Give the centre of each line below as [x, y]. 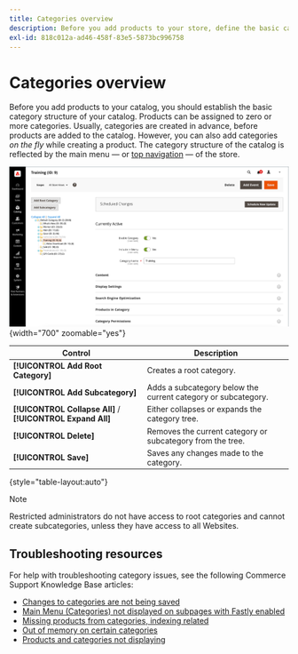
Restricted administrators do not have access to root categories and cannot [147, 516]
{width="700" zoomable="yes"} [68, 333]
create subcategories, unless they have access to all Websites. [124, 526]
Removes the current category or [207, 431]
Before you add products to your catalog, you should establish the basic [141, 108]
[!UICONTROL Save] [51, 458]
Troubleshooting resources [86, 554]
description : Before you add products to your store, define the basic [144, 28]
